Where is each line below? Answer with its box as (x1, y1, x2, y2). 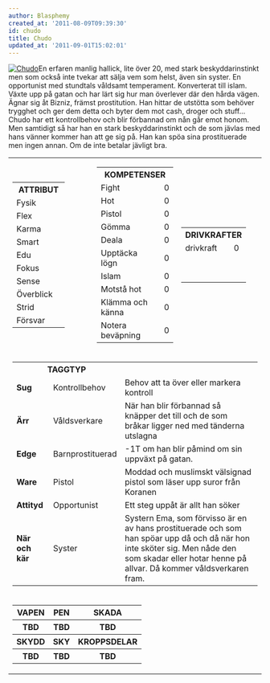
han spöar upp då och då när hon (124, 533, 251, 544)
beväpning (100, 330, 141, 341)
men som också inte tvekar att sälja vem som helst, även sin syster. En (8, 72, 241, 82)
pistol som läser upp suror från (124, 476, 241, 488)
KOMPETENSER (104, 170, 166, 181)
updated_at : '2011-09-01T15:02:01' (8, 42, 128, 50)
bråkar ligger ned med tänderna (124, 420, 245, 431)
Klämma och (100, 297, 149, 308)
